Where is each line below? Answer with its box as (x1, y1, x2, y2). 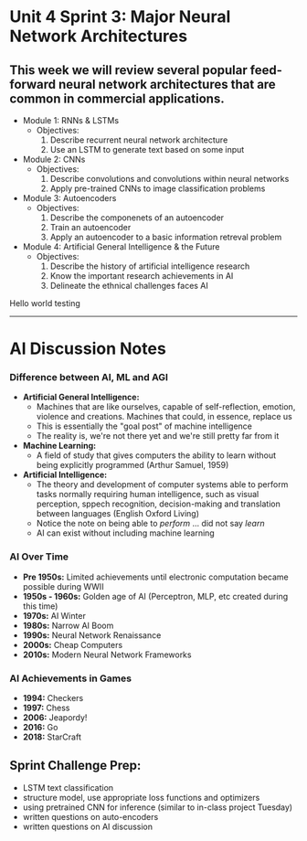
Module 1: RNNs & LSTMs (22, 115, 120, 125)
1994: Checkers (22, 693, 84, 704)
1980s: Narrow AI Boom (22, 620, 114, 631)
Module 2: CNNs (22, 154, 86, 165)
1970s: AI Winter (22, 610, 87, 621)
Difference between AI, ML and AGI (9, 371, 169, 384)
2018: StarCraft (22, 731, 82, 742)
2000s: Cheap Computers (22, 639, 123, 650)
